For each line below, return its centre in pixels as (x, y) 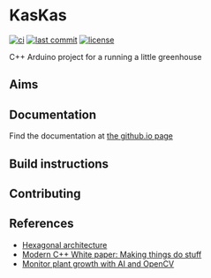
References (41, 224)
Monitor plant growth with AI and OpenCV (98, 263)
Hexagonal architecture (64, 244)
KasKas (38, 15)
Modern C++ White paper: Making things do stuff (112, 254)
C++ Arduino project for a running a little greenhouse (105, 56)
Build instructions (59, 164)
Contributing (45, 194)
